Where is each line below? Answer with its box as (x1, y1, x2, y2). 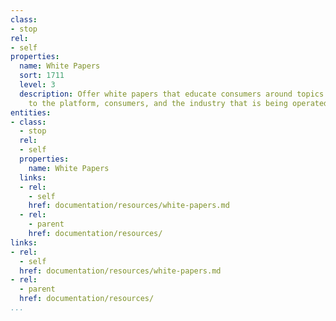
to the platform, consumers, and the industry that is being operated (28, 98, 329, 108)
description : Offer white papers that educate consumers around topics (19, 89, 325, 99)
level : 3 (19, 80, 56, 90)
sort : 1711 (19, 71, 65, 81)
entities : (10, 107, 52, 118)
